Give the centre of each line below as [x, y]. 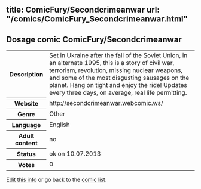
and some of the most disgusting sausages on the [119, 78]
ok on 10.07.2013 [75, 153]
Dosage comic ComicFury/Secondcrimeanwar [94, 39]
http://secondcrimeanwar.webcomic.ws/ [106, 103]
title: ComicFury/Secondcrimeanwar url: [83, 10]
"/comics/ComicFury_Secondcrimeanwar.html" [97, 19]
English [60, 125]
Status [26, 154]
